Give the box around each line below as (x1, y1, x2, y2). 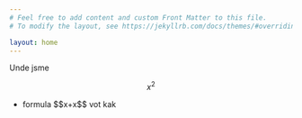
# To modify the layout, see (9, 22, 119, 31)
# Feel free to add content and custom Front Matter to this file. (9, 13, 268, 23)
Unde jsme (9, 62, 49, 73)
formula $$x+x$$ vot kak (22, 99, 117, 110)
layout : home (9, 38, 58, 47)
